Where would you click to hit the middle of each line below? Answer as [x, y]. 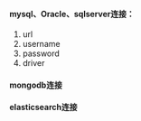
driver [33, 63]
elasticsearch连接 [44, 107]
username [41, 44]
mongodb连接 [36, 85]
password [41, 53]
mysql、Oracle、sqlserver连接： [72, 14]
